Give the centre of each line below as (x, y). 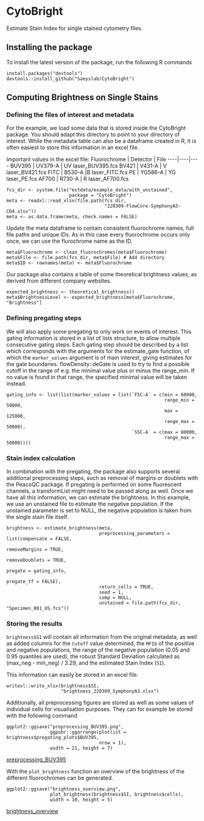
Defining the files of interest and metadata (70, 115)
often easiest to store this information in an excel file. (73, 147)
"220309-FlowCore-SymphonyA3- (143, 206)
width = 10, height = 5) (81, 800)
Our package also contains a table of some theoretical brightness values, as (102, 274)
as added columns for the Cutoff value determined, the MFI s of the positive (100, 644)
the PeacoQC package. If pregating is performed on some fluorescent (94, 485)
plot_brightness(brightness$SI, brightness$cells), (117, 795)
